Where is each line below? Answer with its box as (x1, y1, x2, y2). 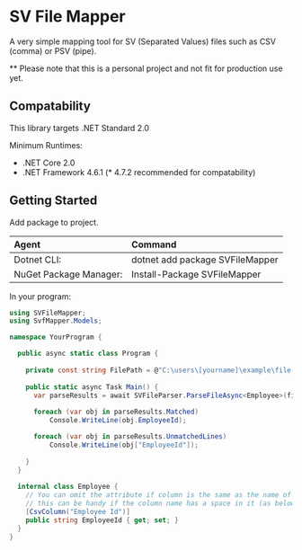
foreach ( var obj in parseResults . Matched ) (32, 407, 200, 417)
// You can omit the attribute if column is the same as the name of (25, 491, 292, 500)
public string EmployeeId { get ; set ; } (25, 515, 179, 525)
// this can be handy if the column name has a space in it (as (25, 499, 271, 509)
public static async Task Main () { (25, 382, 159, 392)
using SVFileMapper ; (9, 308, 87, 317)
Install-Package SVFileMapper (131, 268, 262, 280)
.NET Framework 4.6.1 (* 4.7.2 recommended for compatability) (22, 166, 256, 177)
